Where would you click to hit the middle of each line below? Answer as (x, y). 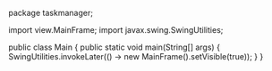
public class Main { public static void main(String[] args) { (115, 47)
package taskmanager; (51, 13)
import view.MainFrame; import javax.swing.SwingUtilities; (116, 30)
